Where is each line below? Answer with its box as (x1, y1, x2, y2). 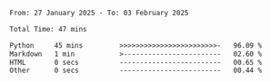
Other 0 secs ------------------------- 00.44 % (9, 66, 262, 76)
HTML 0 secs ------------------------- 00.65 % (9, 58, 262, 67)
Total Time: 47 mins (9, 24, 88, 33)
